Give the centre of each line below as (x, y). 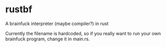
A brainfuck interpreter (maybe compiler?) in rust (57, 24)
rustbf (19, 9)
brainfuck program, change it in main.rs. (48, 39)
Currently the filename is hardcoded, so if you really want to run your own (83, 33)
